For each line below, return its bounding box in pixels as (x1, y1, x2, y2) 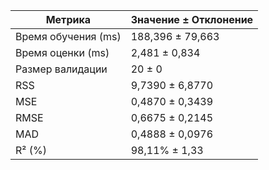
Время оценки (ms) (15, 46, 110, 59)
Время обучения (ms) (15, 30, 122, 43)
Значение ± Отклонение (130, 13, 254, 26)
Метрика (45, 13, 92, 26)
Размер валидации (15, 62, 108, 76)
